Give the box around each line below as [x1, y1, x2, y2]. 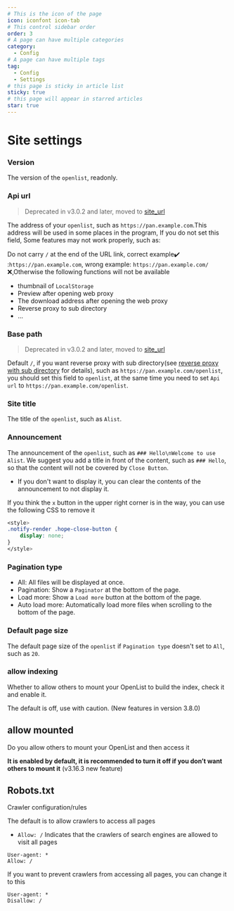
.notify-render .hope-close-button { [7, 526, 118, 533]
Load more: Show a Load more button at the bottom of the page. [17, 593, 202, 602]
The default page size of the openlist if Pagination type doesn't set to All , [7, 642, 225, 650]
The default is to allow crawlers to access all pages [7, 817, 156, 825]
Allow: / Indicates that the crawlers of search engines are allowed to [17, 831, 218, 839]
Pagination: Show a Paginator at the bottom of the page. [17, 585, 181, 594]
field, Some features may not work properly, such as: [7, 235, 161, 244]
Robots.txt [7, 785, 55, 797]
